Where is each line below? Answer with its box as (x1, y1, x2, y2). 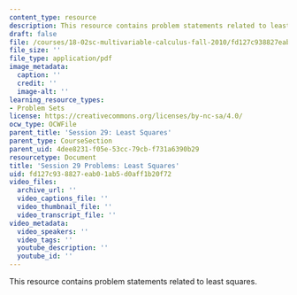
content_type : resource (9, 12, 97, 22)
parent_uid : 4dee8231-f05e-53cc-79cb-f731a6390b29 (9, 144, 200, 153)
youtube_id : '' (17, 252, 73, 261)
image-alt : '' (17, 87, 69, 96)
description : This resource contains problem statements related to (9, 21, 267, 30)
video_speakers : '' (17, 227, 89, 236)
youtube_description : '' (17, 244, 109, 252)
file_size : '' (9, 46, 62, 55)
